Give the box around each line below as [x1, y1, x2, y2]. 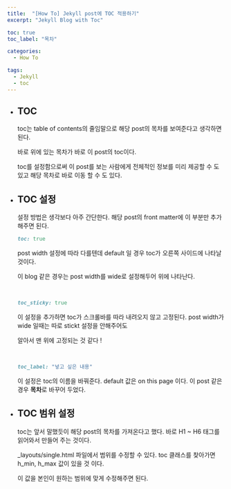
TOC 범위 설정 [17, 407, 75, 419]
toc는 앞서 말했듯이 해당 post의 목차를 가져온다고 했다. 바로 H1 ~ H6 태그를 [17, 427, 220, 436]
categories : [7, 48, 41, 55]
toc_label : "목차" [7, 35, 57, 42]
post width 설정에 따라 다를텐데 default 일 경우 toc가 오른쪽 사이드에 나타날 [17, 249, 222, 257]
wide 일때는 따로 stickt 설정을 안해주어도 [17, 322, 128, 329]
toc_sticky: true [17, 299, 68, 306]
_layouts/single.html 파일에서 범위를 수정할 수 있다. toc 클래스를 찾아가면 [17, 450, 216, 459]
